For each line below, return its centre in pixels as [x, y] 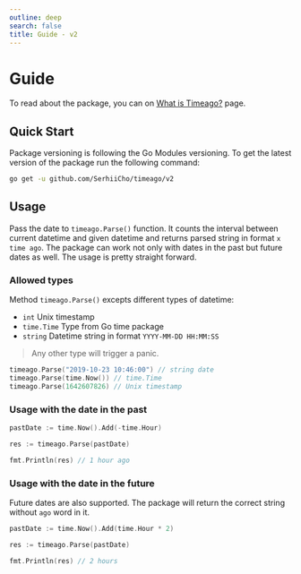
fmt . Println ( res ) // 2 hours [64, 561]
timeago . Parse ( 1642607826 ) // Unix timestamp [95, 386]
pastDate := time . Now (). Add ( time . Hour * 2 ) [92, 528]
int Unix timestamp [59, 317]
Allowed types [41, 280]
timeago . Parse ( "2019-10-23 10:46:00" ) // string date [112, 370]
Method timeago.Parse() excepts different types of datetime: [122, 300]
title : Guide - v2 [43, 34]
